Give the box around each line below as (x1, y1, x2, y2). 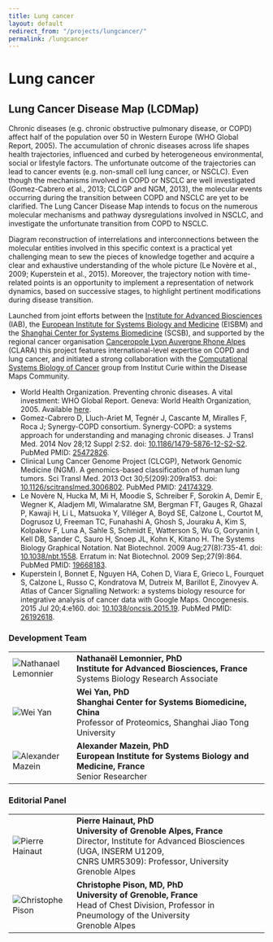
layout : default (8, 20, 63, 28)
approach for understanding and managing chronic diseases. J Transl (19, 431, 254, 440)
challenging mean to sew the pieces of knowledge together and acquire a (8, 252, 255, 261)
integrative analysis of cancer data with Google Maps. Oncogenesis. (19, 595, 249, 605)
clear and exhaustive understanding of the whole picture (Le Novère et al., (8, 261, 258, 270)
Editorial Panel (8, 795, 67, 806)
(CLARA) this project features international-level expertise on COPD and (8, 345, 249, 355)
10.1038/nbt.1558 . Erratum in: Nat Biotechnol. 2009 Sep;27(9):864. (19, 551, 242, 562)
